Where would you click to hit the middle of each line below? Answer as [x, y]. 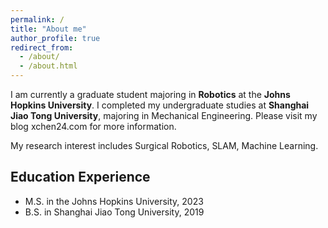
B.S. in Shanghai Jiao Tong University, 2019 [114, 212]
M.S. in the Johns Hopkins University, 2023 [114, 201]
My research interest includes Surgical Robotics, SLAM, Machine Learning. [164, 145]
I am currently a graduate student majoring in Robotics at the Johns [150, 94]
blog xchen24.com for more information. [93, 126]
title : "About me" [48, 29]
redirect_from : [42, 47]
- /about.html [48, 66]
